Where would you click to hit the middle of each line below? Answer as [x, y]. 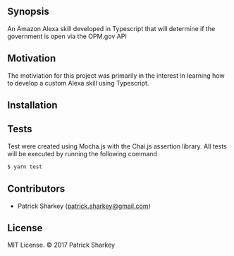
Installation [32, 105]
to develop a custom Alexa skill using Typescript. [78, 83]
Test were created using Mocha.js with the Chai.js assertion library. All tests [117, 146]
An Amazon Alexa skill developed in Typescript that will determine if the [111, 28]
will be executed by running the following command [82, 153]
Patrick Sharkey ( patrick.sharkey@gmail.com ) [84, 206]
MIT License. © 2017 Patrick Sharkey [61, 245]
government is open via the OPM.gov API [67, 36]
